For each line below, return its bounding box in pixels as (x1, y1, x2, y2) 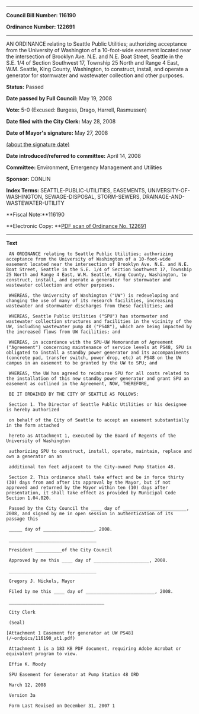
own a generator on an (6, 453, 62, 459)
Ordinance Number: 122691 (6, 23, 75, 30)
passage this (6, 516, 38, 522)
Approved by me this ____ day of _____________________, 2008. (8, 557, 168, 563)
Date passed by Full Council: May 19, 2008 (6, 95, 113, 101)
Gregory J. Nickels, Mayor (8, 578, 76, 584)
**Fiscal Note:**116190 (6, 211, 65, 218)
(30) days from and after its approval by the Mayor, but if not (6, 480, 171, 485)
